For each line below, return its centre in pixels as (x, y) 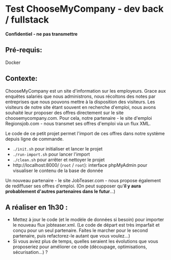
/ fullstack (27, 20)
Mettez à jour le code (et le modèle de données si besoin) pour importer (88, 220)
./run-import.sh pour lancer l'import (51, 154)
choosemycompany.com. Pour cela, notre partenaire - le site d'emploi (79, 118)
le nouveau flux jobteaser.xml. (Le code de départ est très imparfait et (86, 225)
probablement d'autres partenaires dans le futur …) (60, 191)
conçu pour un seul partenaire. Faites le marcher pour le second (80, 230)
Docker (13, 62)
